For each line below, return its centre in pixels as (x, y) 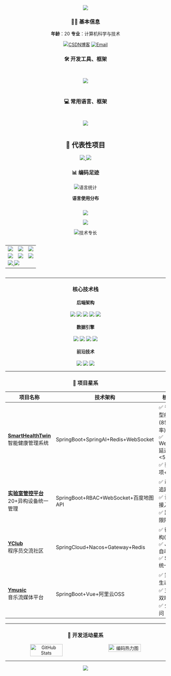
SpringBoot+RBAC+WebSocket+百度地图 (105, 498)
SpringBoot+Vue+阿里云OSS (90, 594)
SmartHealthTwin (29, 436)
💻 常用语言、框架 (85, 102)
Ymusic (17, 590)
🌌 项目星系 (85, 383)
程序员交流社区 (26, 551)
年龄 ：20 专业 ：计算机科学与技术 (85, 34)
